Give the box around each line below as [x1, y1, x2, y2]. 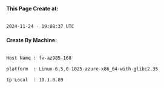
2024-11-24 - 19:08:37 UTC [6, 24, 74, 30]
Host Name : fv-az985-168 [6, 55, 71, 61]
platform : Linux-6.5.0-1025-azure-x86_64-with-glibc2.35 [6, 66, 159, 72]
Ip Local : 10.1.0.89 [6, 77, 64, 83]
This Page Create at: [6, 5, 59, 12]
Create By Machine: [6, 36, 57, 43]
